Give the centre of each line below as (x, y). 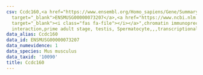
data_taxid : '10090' (32, 57)
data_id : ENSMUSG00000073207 (43, 40)
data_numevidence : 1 (32, 46)
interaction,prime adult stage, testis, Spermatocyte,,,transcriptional (105, 29)
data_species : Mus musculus (42, 51)
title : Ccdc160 (25, 62)
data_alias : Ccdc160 (32, 34)
